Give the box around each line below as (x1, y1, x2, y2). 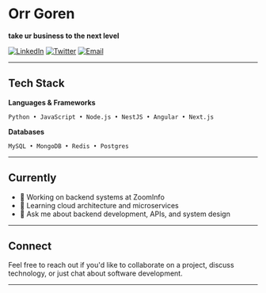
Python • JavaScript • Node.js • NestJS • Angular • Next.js (8, 112, 215, 121)
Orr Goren (8, 5, 75, 23)
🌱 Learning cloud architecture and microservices (19, 200, 180, 210)
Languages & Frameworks (8, 97, 97, 107)
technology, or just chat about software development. (8, 268, 184, 278)
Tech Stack (8, 77, 65, 90)
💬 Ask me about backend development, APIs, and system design (19, 209, 231, 219)
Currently (8, 171, 57, 185)
